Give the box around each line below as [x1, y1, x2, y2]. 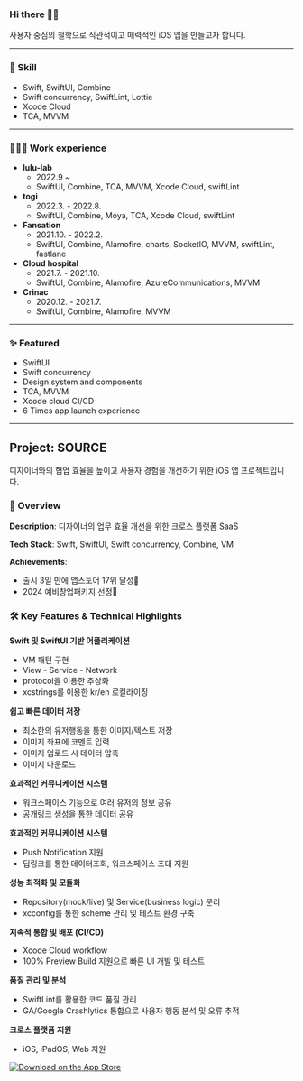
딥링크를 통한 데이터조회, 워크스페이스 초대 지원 [22, 857, 189, 869]
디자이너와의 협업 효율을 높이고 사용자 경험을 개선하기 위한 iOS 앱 [9, 465, 239, 476]
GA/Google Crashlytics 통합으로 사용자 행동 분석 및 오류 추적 [22, 1005, 240, 1016]
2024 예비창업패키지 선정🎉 [22, 587, 118, 597]
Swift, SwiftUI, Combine [22, 81, 111, 93]
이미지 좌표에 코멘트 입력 [22, 735, 110, 747]
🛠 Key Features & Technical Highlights [9, 610, 182, 623]
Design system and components [22, 376, 142, 387]
